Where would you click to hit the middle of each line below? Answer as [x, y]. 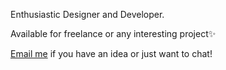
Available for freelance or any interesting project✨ [113, 33]
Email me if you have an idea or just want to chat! [111, 53]
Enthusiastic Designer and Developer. [87, 14]
